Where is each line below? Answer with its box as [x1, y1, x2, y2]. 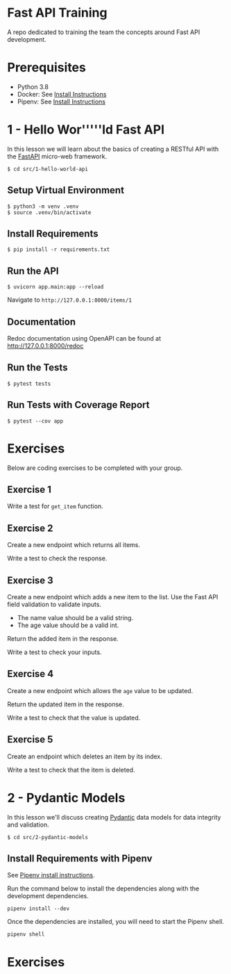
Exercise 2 [7, 522, 53, 534]
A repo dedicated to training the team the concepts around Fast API [7, 28, 200, 36]
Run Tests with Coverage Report [7, 399, 150, 411]
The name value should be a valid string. [17, 614, 134, 622]
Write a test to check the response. [7, 554, 108, 562]
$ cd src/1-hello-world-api [7, 165, 89, 172]
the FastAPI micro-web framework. [7, 152, 108, 161]
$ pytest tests [7, 380, 51, 387]
